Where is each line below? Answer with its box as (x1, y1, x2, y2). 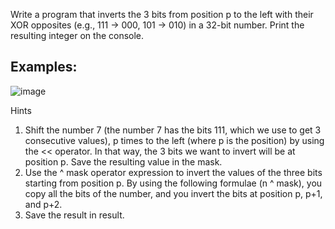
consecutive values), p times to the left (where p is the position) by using (24, 134, 325, 146)
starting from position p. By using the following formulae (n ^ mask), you (24, 177, 323, 189)
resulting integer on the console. (10, 30, 145, 41)
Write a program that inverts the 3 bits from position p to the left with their (10, 9, 314, 20)
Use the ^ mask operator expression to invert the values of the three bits (24, 166, 323, 178)
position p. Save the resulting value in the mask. (24, 155, 223, 168)
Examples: (10, 59, 78, 76)
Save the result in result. (24, 209, 125, 221)
